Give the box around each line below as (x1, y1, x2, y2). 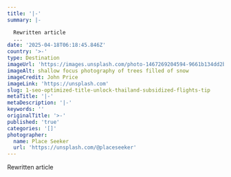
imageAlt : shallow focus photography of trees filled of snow (7, 67, 189, 74)
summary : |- (7, 17, 41, 23)
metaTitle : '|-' (7, 93, 54, 100)
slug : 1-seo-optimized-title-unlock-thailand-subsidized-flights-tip (7, 87, 211, 94)
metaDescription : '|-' (7, 99, 72, 107)
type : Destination (7, 54, 60, 62)
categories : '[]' (7, 125, 57, 132)
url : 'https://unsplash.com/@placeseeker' (13, 144, 137, 152)
